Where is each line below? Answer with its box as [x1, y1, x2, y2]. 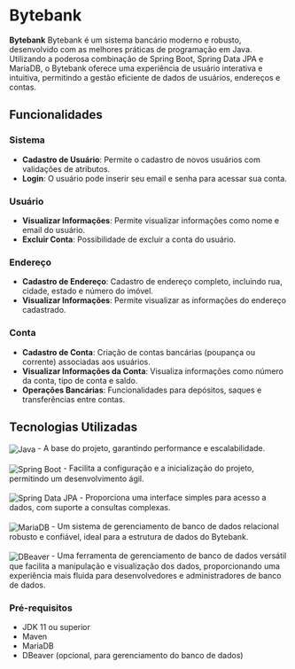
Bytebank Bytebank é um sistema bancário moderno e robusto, [9, 35, 242, 45]
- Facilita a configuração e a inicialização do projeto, [63, 463, 254, 473]
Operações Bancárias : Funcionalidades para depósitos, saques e [21, 385, 262, 395]
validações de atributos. [21, 163, 111, 174]
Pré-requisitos [9, 602, 73, 614]
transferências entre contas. [21, 393, 126, 404]
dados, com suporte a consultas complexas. [9, 502, 171, 513]
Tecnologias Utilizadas [9, 419, 138, 434]
